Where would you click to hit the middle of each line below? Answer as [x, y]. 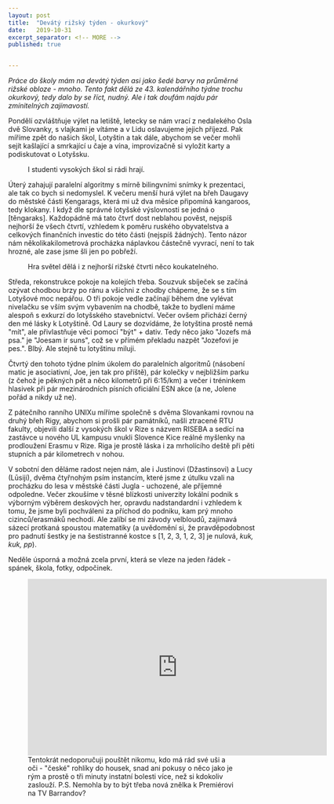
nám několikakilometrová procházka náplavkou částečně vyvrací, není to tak [131, 243]
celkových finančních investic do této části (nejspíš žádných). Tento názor [127, 235]
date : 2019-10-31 [40, 30]
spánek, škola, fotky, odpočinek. [60, 568]
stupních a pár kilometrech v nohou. [67, 454]
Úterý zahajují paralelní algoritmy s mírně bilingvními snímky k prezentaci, [127, 185]
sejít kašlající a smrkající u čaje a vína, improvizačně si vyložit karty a [119, 146]
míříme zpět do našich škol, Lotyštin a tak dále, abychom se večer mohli [124, 137]
